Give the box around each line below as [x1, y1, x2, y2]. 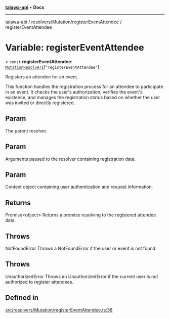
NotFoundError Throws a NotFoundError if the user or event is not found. [5, 245, 157, 251]
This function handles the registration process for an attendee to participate [5, 83, 163, 89]
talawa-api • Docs [5, 5, 45, 10]
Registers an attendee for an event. [5, 73, 78, 80]
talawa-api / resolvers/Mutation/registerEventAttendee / [5, 19, 122, 25]
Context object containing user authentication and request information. [5, 184, 153, 190]
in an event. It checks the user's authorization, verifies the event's [5, 88, 143, 95]
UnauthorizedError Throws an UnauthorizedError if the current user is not [5, 273, 158, 280]
